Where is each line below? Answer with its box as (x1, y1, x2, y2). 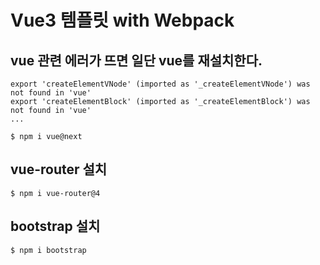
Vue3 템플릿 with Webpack (10, 9, 235, 32)
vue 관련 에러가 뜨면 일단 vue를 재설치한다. (10, 52, 263, 69)
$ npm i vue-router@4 (10, 188, 101, 198)
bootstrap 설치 (10, 218, 101, 235)
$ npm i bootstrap (10, 245, 87, 255)
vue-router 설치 (10, 161, 108, 178)
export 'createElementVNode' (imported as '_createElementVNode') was (10, 79, 311, 89)
